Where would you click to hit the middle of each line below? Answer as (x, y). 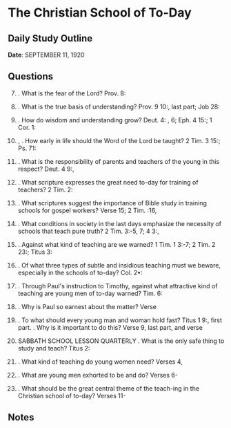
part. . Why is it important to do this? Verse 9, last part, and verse (110, 327)
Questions (31, 76)
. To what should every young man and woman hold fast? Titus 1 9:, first (120, 320)
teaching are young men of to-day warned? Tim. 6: (90, 293)
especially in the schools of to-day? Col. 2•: (80, 272)
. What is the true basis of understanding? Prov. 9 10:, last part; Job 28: (119, 106)
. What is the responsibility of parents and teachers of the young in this (119, 161)
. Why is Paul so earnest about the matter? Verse (87, 306)
